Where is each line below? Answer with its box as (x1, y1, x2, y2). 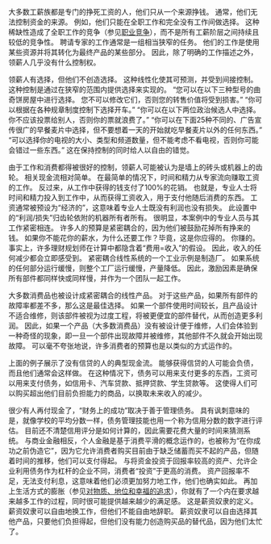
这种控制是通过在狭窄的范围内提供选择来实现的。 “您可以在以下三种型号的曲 (8, 85, 261, 94)
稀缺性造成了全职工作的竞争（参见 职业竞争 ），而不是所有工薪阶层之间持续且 (8, 27, 260, 36)
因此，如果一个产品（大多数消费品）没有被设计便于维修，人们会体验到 (23, 321, 258, 330)
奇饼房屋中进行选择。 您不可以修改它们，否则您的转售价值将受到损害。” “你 (8, 95, 256, 104)
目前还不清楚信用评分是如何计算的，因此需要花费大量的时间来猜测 (23, 426, 244, 435)
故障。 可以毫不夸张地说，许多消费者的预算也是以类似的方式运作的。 (8, 341, 236, 350)
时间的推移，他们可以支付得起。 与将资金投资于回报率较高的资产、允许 (15, 456, 251, 466)
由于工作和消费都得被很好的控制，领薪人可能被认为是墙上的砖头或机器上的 (8, 162, 256, 172)
